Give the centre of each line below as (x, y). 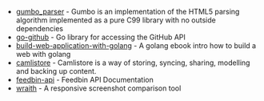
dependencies (40, 28)
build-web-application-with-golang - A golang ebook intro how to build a (136, 46)
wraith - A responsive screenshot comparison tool (98, 88)
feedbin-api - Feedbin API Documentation (84, 80)
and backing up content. (56, 71)
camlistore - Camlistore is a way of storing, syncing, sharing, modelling (133, 63)
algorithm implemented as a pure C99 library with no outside (116, 20)
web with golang (43, 54)
